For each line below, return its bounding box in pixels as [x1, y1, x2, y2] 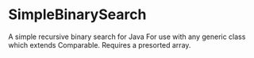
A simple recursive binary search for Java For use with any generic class [8, 32, 246, 41]
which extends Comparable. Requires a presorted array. [8, 40, 191, 49]
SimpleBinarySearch [8, 6, 147, 24]
